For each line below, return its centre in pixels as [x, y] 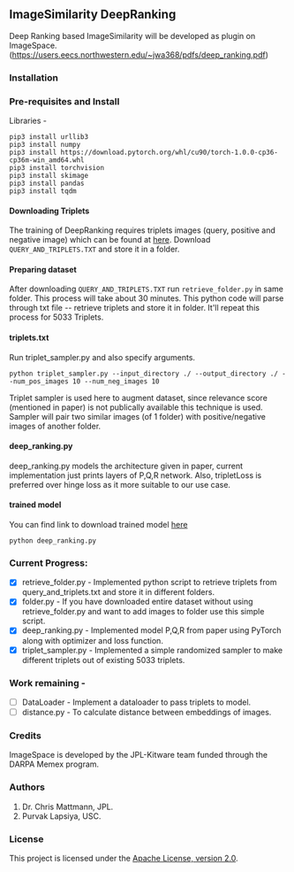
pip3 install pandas [47, 184]
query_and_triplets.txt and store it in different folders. [118, 592]
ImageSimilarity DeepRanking [93, 15]
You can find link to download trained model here [98, 525]
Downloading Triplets [49, 211]
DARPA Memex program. [54, 764]
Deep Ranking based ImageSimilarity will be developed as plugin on [132, 35]
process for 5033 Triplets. [57, 317]
